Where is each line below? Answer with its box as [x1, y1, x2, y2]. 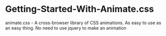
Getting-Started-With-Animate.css [5, 3, 154, 15]
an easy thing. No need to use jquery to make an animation [5, 25, 126, 31]
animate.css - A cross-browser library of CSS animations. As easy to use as [5, 20, 161, 26]
